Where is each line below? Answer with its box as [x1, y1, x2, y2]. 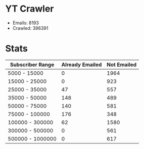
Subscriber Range [10, 61, 55, 68]
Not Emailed [107, 61, 137, 68]
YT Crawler [5, 3, 54, 15]
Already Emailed [61, 61, 102, 68]
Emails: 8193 [12, 20, 39, 26]
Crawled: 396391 [12, 25, 49, 31]
